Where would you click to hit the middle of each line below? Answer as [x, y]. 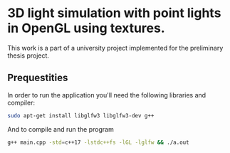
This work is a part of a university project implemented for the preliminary [115, 48]
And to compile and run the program [61, 129]
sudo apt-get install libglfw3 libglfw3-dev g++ [81, 115]
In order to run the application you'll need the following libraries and [107, 95]
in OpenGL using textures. [86, 28]
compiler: [21, 102]
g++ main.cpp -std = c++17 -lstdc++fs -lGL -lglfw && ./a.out [99, 142]
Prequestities [38, 78]
